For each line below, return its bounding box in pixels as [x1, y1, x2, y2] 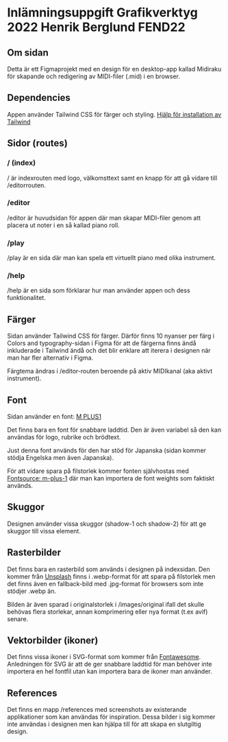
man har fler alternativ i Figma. [7, 353, 94, 362]
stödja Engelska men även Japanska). [7, 454, 114, 462]
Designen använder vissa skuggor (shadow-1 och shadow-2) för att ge [7, 520, 207, 528]
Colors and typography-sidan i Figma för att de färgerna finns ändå [7, 339, 197, 347]
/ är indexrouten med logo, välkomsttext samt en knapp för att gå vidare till [7, 174, 218, 182]
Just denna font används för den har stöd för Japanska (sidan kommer [7, 446, 207, 454]
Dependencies [7, 92, 71, 104]
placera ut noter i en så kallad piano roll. [7, 221, 120, 229]
